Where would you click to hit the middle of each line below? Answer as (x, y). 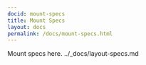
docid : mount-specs (36, 14)
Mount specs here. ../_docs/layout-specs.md (73, 54)
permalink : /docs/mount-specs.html (60, 34)
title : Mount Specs (36, 20)
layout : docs (27, 27)
